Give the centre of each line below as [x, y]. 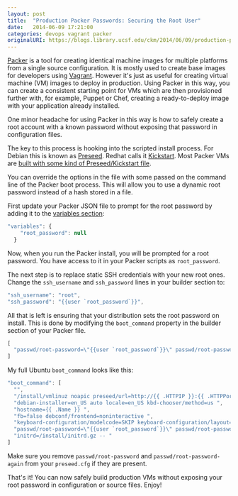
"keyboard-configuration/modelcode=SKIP [74, 423]
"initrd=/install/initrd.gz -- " [63, 436]
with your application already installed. [64, 106]
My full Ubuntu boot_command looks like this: [70, 370]
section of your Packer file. [47, 330]
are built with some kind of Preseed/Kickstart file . [79, 163]
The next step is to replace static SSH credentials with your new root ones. [116, 275]
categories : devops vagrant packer [60, 34]
